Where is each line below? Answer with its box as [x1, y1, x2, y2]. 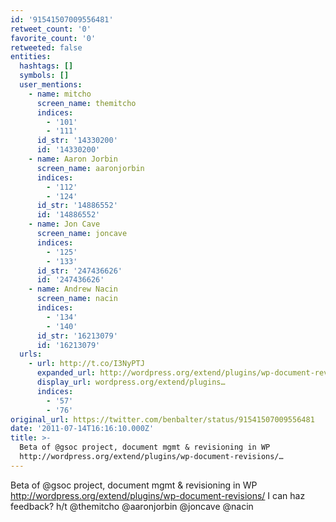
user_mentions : [19, 80, 83, 90]
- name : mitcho [28, 89, 92, 99]
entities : [10, 52, 52, 62]
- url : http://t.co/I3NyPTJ [28, 359, 145, 369]
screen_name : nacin [36, 294, 118, 304]
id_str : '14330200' [36, 136, 118, 146]
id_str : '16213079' [36, 331, 118, 341]
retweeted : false [10, 42, 83, 53]
